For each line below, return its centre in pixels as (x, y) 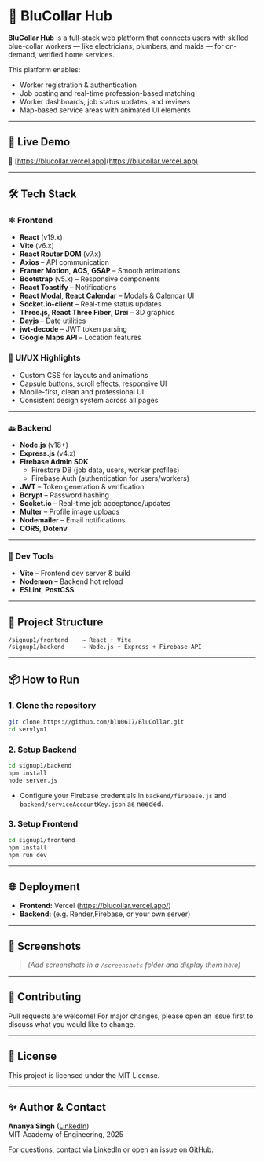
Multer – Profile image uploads (70, 512)
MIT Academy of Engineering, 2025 (66, 1135)
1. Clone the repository (52, 706)
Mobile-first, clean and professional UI (82, 391)
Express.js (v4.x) (48, 453)
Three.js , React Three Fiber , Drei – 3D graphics (97, 313)
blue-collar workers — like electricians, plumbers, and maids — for (116, 46)
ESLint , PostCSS (47, 590)
